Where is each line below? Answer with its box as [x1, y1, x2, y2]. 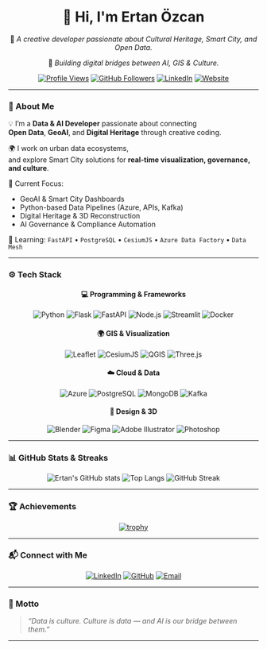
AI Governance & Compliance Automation [19, 219, 157, 230]
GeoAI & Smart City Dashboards [19, 195, 125, 204]
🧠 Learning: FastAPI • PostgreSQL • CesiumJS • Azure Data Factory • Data [8, 235, 246, 245]
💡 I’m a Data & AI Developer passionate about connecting [8, 119, 197, 129]
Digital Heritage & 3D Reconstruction [19, 211, 141, 221]
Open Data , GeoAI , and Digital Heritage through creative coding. [8, 128, 222, 137]
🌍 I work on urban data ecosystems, [8, 144, 129, 153]
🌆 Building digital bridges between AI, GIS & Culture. [48, 58, 219, 68]
